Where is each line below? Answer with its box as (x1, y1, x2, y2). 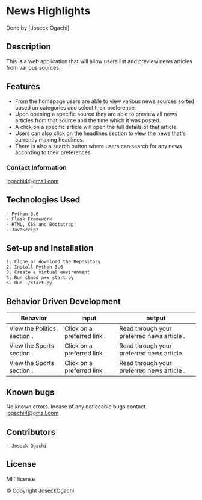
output (146, 314, 167, 323)
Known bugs (6, 387, 55, 397)
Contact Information (6, 164, 67, 172)
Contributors (6, 427, 56, 437)
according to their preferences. (14, 149, 92, 156)
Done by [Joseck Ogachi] (6, 24, 70, 31)
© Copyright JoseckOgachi (6, 487, 75, 494)
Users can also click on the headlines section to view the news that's (14, 130, 186, 137)
